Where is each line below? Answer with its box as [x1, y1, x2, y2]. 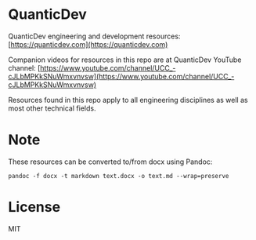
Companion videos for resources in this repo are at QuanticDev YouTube [8, 55, 242, 64]
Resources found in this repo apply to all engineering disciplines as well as [8, 95, 248, 104]
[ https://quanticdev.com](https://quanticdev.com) [8, 39, 168, 49]
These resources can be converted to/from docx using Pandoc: [8, 157, 213, 166]
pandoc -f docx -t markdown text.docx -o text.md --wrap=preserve [8, 172, 229, 180]
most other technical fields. [8, 104, 96, 113]
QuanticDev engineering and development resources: [8, 31, 181, 41]
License [8, 198, 61, 216]
